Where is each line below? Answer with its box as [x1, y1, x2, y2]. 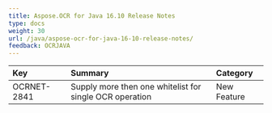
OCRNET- [12, 82, 51, 93]
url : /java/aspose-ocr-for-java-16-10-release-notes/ [8, 34, 194, 43]
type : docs [8, 19, 45, 27]
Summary [70, 68, 109, 79]
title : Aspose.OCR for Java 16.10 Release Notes [8, 11, 176, 20]
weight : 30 [8, 27, 45, 35]
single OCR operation [70, 91, 152, 103]
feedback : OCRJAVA [8, 42, 70, 50]
